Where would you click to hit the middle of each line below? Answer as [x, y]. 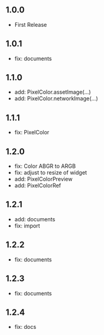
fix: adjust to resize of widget [50, 173]
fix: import [27, 226]
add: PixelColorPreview [44, 179]
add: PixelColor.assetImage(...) [53, 92]
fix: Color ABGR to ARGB [45, 166]
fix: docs [25, 327]
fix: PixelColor [32, 133]
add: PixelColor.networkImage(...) [56, 98]
